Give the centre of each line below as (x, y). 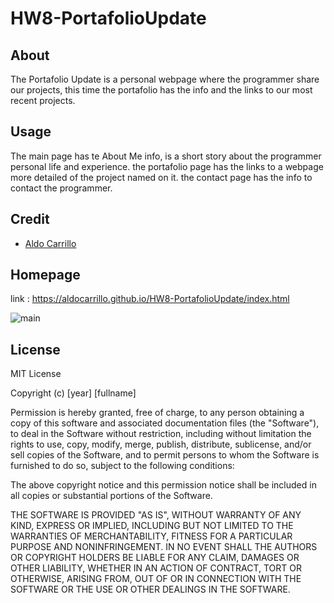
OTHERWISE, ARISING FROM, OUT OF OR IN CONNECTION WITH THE (156, 579)
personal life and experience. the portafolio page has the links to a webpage (167, 166)
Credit (30, 219)
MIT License (36, 374)
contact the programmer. (61, 188)
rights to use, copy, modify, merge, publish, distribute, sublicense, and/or (161, 444)
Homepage (45, 275)
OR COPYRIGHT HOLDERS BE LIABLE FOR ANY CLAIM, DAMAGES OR (155, 558)
